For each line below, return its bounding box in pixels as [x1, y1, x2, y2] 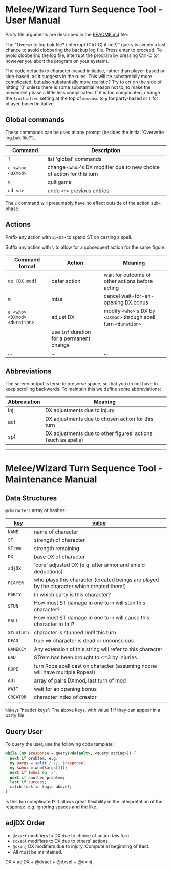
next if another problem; [10, 774, 66, 780]
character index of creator [34, 694, 97, 701]
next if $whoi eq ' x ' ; [10, 770, 58, 775]
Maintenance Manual [5, 474, 97, 485]
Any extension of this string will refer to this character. [34, 646, 164, 653]
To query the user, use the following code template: [5, 741, 114, 747]
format [18, 262, 36, 270]
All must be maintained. [12, 848, 63, 855]
